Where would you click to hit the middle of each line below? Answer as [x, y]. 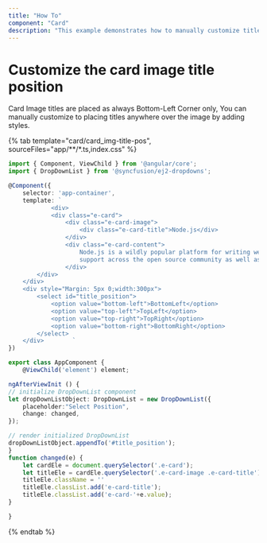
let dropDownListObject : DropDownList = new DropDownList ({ [110, 399]
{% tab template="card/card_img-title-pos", [80, 141]
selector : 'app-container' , [69, 193]
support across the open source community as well [164, 259]
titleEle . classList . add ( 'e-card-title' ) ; [92, 487]
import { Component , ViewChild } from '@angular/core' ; [103, 164]
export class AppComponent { [56, 363]
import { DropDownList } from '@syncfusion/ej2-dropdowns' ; [110, 172]
